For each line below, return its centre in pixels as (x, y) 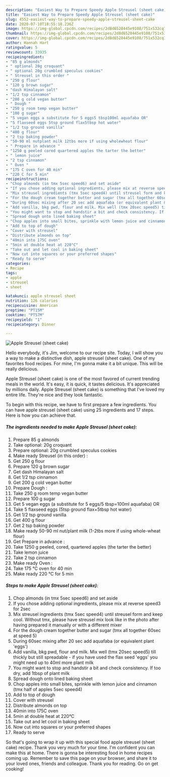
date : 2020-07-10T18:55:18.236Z (40, 24)
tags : (11, 273)
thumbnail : (17, 33)
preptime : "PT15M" (25, 310)
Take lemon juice (31, 552)
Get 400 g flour (29, 520)
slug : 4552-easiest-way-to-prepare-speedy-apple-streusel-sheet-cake (80, 19)
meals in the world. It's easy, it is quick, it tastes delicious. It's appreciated (83, 384)
